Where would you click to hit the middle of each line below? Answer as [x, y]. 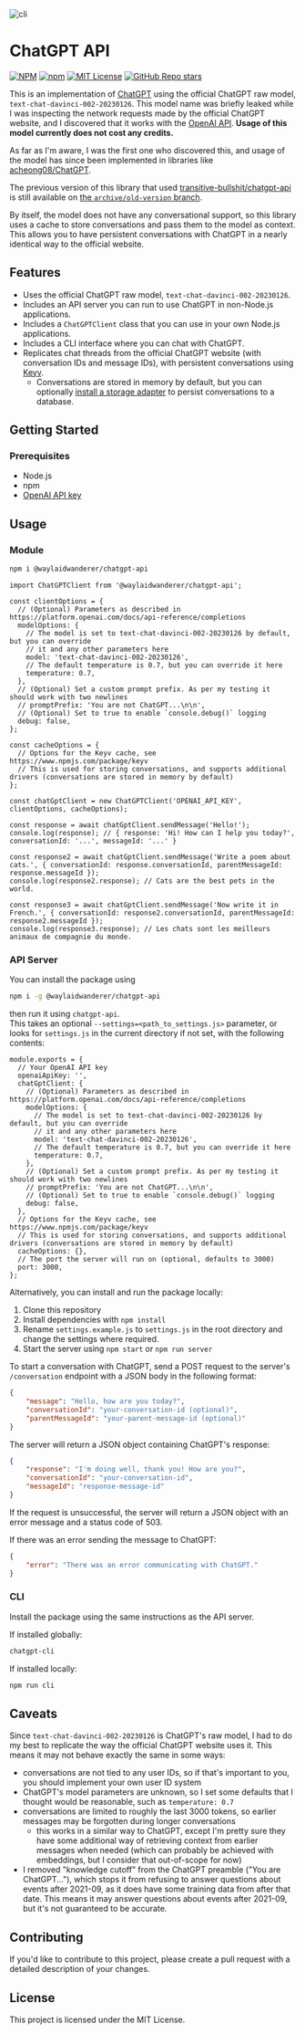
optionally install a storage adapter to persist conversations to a [155, 392]
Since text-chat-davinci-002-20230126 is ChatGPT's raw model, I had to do [151, 1735]
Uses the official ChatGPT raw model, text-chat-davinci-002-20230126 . [157, 294]
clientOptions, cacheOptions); [69, 809]
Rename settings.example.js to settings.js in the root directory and [152, 1329]
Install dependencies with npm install [94, 1320]
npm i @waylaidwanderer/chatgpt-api [79, 569]
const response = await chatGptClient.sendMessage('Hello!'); [130, 825]
